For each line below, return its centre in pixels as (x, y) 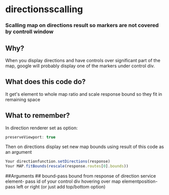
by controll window (30, 32)
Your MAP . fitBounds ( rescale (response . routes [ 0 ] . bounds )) (67, 166)
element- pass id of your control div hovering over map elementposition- (81, 181)
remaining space (23, 99)
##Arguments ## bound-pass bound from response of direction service (81, 176)
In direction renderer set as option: (41, 128)
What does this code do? (46, 82)
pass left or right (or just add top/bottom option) (55, 187)
